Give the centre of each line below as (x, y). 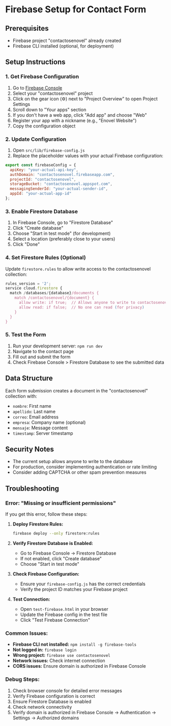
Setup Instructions (35, 62)
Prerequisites (27, 28)
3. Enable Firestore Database (41, 211)
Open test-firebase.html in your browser (64, 609)
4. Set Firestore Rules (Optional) (46, 258)
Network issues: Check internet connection (59, 661)
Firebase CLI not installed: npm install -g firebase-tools (75, 644)
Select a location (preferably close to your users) (64, 239)
